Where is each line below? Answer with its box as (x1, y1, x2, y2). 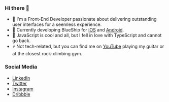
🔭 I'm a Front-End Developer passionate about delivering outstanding (12, 16, 157, 22)
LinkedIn (12, 75, 30, 81)
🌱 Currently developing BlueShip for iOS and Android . (12, 27, 124, 33)
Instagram (12, 86, 33, 92)
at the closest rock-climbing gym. (12, 51, 82, 57)
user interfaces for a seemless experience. (12, 21, 102, 27)
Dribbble (12, 91, 30, 97)
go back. (12, 38, 31, 44)
